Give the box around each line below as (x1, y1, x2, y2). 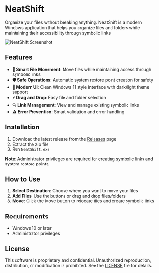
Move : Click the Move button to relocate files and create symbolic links (12, 198, 154, 204)
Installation (5, 123, 40, 131)
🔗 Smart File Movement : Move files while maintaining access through (12, 66, 152, 72)
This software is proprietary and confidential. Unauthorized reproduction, (5, 257, 151, 263)
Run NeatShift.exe (12, 146, 50, 152)
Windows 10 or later (12, 225, 52, 231)
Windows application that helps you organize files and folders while (5, 24, 140, 30)
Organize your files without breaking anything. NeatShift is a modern (5, 19, 142, 25)
